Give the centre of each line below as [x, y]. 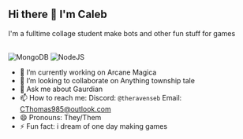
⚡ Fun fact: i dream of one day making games [93, 126]
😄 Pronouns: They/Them [60, 117]
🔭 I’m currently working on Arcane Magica [88, 72]
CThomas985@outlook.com [65, 109]
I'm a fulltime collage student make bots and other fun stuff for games [122, 33]
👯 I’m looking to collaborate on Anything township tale [107, 80]
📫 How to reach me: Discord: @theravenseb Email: [101, 97]
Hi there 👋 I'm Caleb [58, 15]
